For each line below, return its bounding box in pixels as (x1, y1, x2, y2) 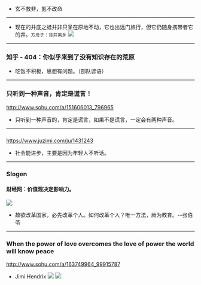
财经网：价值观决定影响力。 (6, 186, 75, 193)
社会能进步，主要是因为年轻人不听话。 (14, 149, 109, 157)
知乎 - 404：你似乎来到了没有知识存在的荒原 (6, 53, 135, 61)
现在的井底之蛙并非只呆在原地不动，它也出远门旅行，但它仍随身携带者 (14, 23, 188, 30)
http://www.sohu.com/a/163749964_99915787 (6, 261, 121, 268)
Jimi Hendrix (14, 272, 47, 280)
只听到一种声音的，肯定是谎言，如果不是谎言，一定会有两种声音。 (14, 116, 178, 123)
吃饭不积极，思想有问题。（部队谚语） (14, 68, 107, 75)
